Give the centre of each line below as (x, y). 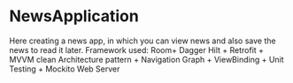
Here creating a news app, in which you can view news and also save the (143, 41)
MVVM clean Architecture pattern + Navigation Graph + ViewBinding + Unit (147, 59)
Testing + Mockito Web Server (65, 69)
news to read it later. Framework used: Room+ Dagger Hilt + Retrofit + (136, 49)
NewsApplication (74, 16)
